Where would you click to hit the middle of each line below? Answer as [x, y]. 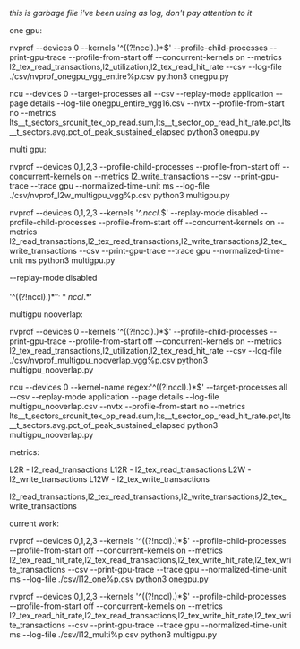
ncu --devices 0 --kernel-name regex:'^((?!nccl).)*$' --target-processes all [149, 387]
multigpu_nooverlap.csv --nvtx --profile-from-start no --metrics [128, 406]
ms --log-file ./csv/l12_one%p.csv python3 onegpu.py [109, 579]
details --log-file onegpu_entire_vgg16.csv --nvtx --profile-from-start [157, 103]
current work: [34, 523]
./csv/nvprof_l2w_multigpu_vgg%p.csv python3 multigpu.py [120, 195]
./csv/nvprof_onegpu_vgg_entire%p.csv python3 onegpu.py [120, 76]
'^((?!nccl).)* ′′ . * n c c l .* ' [51, 296]
